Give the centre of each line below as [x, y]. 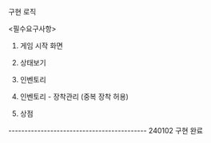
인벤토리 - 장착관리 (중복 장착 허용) [74, 97]
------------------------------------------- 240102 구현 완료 [106, 131]
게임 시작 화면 [41, 46]
